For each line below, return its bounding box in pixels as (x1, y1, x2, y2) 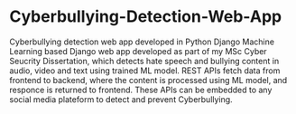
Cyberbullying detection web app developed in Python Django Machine (9, 36, 275, 47)
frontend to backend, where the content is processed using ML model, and (9, 74, 288, 85)
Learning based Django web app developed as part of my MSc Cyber (9, 45, 268, 56)
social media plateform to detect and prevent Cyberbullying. (9, 93, 233, 105)
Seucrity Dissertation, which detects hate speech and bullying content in (9, 55, 280, 66)
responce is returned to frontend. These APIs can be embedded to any (9, 84, 273, 95)
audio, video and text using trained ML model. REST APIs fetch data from (9, 65, 281, 76)
